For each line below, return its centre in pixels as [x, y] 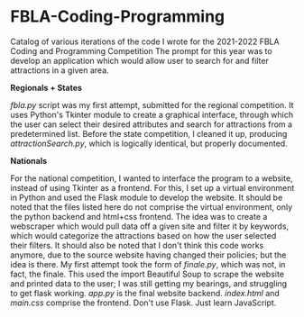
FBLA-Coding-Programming [118, 17]
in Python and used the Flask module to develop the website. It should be [147, 197]
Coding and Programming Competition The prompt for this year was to [142, 50]
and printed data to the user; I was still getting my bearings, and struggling [149, 283]
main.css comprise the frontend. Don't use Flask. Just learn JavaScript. [143, 303]
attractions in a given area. [60, 70]
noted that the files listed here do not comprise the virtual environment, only [152, 207]
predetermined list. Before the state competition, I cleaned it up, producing [149, 133]
